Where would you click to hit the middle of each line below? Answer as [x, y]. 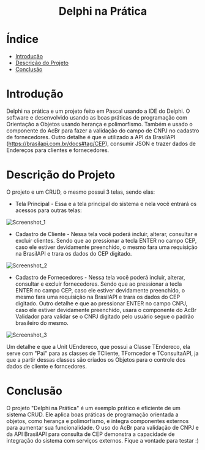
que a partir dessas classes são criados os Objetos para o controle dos [96, 360]
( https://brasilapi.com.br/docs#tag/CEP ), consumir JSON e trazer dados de [101, 144]
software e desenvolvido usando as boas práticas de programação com [97, 118]
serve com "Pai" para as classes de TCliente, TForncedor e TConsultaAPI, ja [102, 353]
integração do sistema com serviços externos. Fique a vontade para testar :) [102, 440]
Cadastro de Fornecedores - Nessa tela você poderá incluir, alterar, [100, 277]
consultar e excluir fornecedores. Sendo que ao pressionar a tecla [99, 284]
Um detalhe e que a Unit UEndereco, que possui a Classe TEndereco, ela [99, 347]
